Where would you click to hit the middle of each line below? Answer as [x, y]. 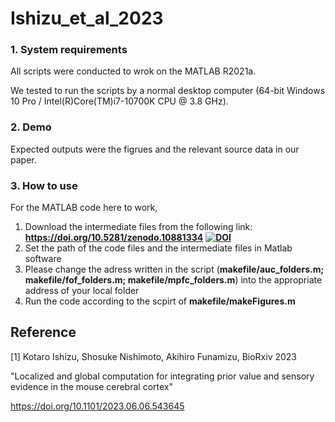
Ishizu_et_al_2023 [87, 18]
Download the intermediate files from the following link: [138, 227]
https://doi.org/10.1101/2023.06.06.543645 [97, 406]
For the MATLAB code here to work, [84, 208]
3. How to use [44, 185]
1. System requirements [69, 50]
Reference [43, 332]
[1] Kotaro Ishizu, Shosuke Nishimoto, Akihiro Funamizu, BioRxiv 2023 [153, 356]
